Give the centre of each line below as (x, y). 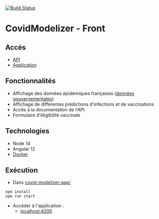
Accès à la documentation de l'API (49, 109)
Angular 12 (24, 149)
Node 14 (21, 143)
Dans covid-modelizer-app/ (42, 182)
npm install (18, 192)
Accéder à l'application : (38, 206)
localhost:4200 (36, 211)
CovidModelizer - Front (55, 29)
